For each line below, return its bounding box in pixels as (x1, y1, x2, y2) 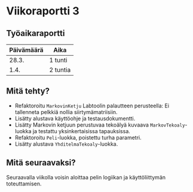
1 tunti (49, 56, 68, 64)
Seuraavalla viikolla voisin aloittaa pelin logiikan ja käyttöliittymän (6, 173, 166, 181)
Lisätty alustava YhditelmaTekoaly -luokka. (14, 140, 118, 148)
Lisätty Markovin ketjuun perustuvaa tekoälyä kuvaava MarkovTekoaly (14, 121, 185, 128)
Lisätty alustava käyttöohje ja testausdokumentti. (14, 115, 136, 122)
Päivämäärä (9, 46, 44, 54)
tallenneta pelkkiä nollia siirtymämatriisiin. (14, 108, 118, 115)
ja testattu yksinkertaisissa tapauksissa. (32, 127, 130, 134)
